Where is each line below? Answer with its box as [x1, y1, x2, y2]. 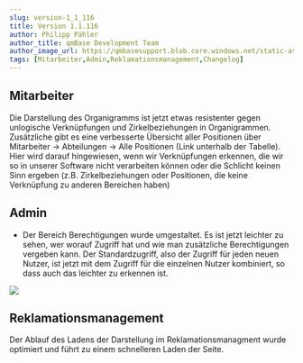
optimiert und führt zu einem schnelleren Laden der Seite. [9, 344, 224, 355]
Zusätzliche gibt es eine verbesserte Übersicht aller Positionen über [9, 132, 262, 142]
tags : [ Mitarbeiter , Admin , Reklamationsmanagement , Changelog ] [9, 55, 244, 64]
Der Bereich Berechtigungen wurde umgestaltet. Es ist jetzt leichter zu [22, 229, 284, 240]
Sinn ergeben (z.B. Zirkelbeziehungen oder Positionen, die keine [9, 169, 248, 180]
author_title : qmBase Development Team [9, 38, 160, 48]
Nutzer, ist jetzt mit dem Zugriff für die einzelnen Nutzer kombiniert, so [22, 258, 286, 268]
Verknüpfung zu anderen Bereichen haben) [9, 179, 170, 190]
